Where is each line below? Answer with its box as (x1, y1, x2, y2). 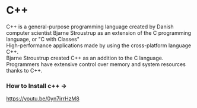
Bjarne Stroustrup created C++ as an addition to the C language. (6, 54, 164, 61)
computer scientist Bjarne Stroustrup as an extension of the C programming (6, 29, 192, 36)
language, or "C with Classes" (6, 35, 80, 42)
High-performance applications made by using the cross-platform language (6, 42, 192, 49)
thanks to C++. (6, 67, 43, 74)
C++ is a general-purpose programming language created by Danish (6, 23, 174, 30)
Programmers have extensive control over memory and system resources (6, 60, 186, 68)
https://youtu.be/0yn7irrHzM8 (6, 95, 80, 102)
